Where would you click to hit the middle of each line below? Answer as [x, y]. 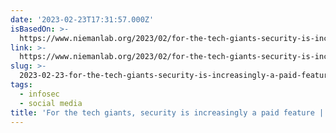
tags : [21, 85]
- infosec [39, 94]
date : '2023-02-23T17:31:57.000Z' [82, 19]
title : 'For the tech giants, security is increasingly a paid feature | [167, 112]
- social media [51, 103]
